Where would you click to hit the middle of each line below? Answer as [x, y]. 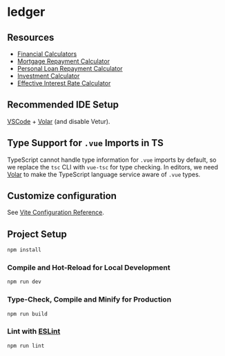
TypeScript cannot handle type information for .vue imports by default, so [112, 160]
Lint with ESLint [34, 331]
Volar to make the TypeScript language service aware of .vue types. [104, 174]
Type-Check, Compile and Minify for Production [89, 300]
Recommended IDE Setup [63, 105]
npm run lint [26, 346]
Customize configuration [62, 196]
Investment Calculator [48, 76]
